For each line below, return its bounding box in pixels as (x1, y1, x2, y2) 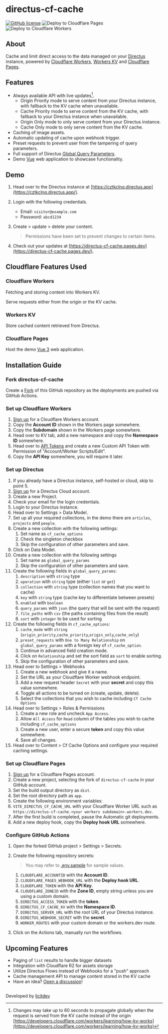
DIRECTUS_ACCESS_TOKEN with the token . (20, 898, 100, 904)
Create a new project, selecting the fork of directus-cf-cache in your (12, 776, 155, 782)
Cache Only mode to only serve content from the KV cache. (20, 124, 144, 130)
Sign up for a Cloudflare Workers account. (12, 416, 100, 422)
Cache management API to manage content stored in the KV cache (12, 973, 151, 979)
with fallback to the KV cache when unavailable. (20, 103, 119, 109)
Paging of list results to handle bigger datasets (12, 957, 112, 963)
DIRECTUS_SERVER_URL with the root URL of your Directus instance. (20, 909, 154, 915)
